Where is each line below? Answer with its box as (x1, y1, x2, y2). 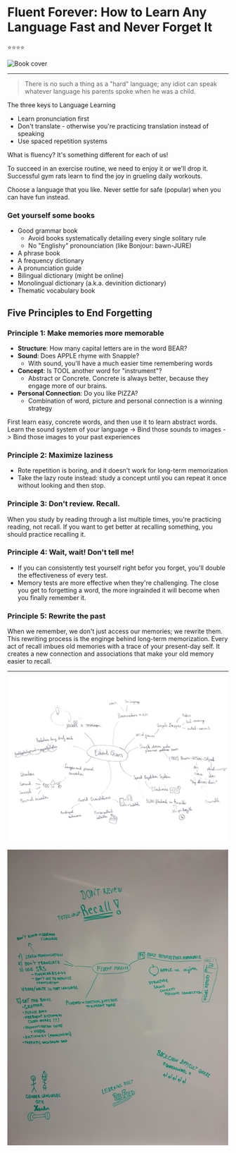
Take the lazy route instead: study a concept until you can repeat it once (17, 474, 227, 482)
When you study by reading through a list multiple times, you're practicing (7, 515, 221, 523)
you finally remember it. (17, 593, 86, 602)
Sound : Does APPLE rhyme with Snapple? (17, 351, 139, 360)
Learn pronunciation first (17, 114, 90, 123)
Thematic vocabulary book (17, 286, 96, 295)
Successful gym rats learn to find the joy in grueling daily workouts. (7, 171, 202, 180)
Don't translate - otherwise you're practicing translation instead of (17, 121, 209, 130)
